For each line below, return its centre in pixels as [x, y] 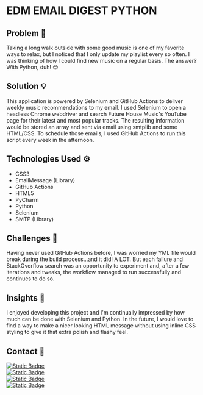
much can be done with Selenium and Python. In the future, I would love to [100, 319]
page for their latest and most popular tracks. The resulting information [95, 120]
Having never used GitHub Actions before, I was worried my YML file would [101, 253]
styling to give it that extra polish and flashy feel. [67, 332]
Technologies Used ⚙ [48, 159]
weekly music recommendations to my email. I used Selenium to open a [96, 107]
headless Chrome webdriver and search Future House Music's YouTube [97, 114]
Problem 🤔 [26, 33]
